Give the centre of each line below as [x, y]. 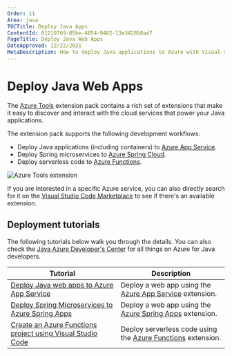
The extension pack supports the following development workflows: [104, 133]
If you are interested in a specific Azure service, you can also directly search [116, 188]
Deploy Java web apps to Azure [62, 285]
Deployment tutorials [54, 225]
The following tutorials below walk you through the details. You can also [109, 241]
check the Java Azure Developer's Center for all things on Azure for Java [111, 249]
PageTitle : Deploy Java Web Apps [55, 39]
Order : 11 [21, 13]
